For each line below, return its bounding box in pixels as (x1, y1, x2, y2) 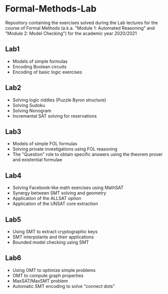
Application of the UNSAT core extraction (12, 201, 98, 207)
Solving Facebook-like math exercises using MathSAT (12, 184, 124, 191)
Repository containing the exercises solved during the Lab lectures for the (5, 20, 158, 26)
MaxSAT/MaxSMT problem (12, 277, 68, 284)
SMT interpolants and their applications (12, 234, 94, 240)
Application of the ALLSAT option (12, 195, 81, 202)
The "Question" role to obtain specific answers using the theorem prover (12, 151, 163, 157)
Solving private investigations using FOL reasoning (12, 146, 118, 152)
